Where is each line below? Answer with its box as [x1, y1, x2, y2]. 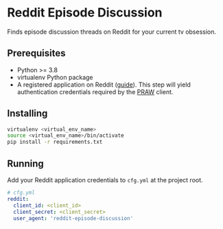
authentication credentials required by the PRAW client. [16, 87, 174, 96]
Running [7, 157, 45, 169]
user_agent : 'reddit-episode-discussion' [13, 215, 134, 221]
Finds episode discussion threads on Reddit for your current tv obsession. [7, 28, 217, 36]
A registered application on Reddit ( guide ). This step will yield [16, 80, 191, 89]
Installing [7, 108, 48, 120]
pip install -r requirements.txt [7, 139, 103, 146]
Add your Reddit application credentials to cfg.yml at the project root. [7, 176, 204, 184]
